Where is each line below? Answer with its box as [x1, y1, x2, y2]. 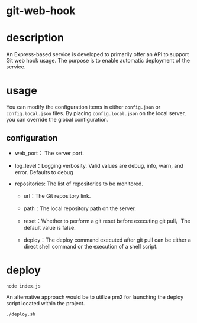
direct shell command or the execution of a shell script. [23, 243, 158, 250]
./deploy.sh [6, 311, 35, 317]
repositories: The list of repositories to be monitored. [14, 180, 144, 187]
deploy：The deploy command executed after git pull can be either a [23, 236, 191, 243]
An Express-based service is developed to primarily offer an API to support [6, 51, 189, 58]
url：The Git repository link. [23, 192, 91, 199]
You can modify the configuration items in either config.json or [6, 103, 161, 110]
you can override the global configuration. [6, 116, 109, 123]
